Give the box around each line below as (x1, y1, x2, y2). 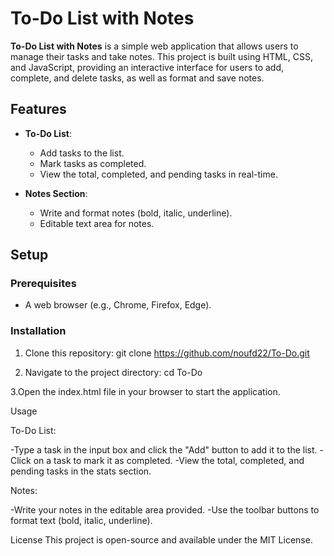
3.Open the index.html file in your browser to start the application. (10, 385, 281, 397)
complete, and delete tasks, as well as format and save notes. (10, 72, 265, 84)
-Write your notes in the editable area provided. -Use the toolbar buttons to (10, 503, 320, 516)
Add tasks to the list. (39, 147, 125, 159)
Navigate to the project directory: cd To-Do (24, 366, 203, 378)
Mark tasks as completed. (39, 157, 147, 169)
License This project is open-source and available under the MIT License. (10, 533, 313, 546)
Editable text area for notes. (39, 217, 155, 229)
